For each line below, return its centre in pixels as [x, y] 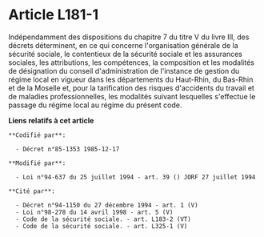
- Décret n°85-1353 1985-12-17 [68, 149]
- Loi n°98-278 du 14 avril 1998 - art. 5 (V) [94, 212]
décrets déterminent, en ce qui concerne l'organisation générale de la [123, 45]
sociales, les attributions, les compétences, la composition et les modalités [131, 62]
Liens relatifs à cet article [51, 120]
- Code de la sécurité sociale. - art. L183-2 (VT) [104, 219]
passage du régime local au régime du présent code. [95, 105]
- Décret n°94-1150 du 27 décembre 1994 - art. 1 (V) [107, 205]
